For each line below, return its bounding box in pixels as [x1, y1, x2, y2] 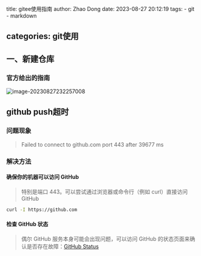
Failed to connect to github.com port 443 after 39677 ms [21, 140, 164, 148]
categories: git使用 [6, 31, 79, 41]
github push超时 [6, 107, 69, 117]
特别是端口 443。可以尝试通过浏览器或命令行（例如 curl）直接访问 [21, 188, 188, 195]
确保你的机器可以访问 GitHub [6, 173, 79, 181]
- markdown [6, 12, 37, 19]
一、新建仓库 [6, 54, 55, 64]
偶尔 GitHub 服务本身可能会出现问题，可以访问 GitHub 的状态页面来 [21, 235, 190, 242]
